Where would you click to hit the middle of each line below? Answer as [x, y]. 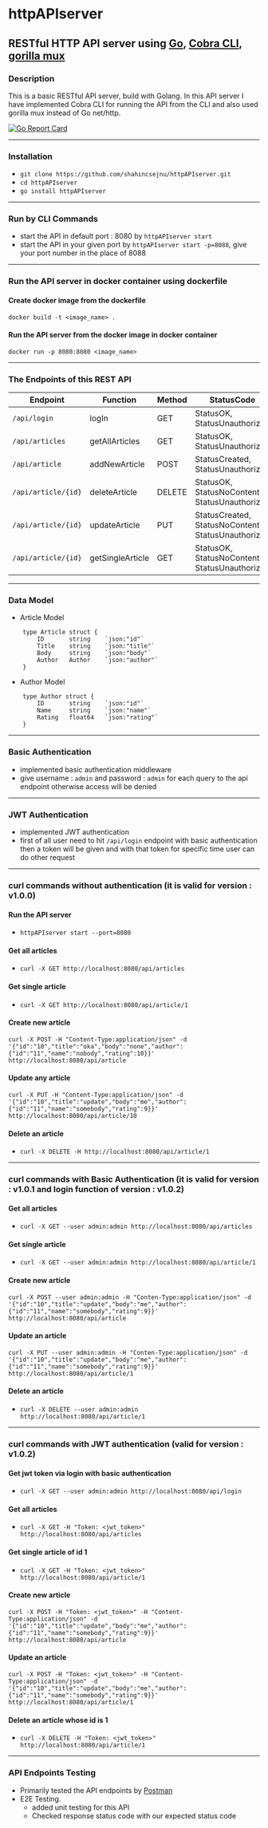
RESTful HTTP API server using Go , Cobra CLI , [125, 43]
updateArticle [115, 525]
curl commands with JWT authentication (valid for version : [126, 1443]
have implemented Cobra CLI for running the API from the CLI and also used [133, 104]
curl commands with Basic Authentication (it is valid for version [134, 1179]
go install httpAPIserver [63, 191]
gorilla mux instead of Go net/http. [65, 113]
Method [172, 400]
